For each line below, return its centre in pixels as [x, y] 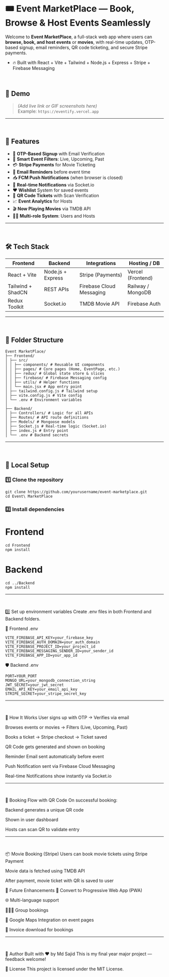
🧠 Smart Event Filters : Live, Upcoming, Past [58, 159]
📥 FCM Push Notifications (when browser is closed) [68, 177]
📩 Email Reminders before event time [51, 172]
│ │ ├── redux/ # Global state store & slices [55, 374]
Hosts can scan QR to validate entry [42, 829]
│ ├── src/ [17, 361]
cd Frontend [18, 545]
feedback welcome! [26, 959]
